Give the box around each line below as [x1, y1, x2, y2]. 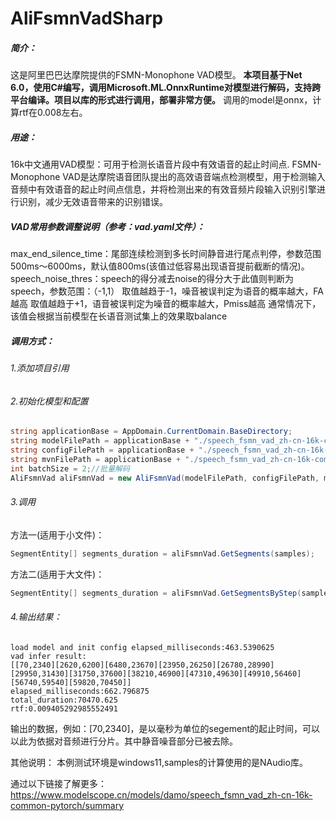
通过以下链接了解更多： [10, 777, 107, 789]
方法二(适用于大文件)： [10, 568, 105, 580]
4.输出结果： [10, 611, 63, 623]
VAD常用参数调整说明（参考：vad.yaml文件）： [10, 220, 205, 232]
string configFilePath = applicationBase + [10, 445, 195, 456]
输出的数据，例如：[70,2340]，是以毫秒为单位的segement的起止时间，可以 [10, 722, 321, 734]
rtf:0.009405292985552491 [10, 703, 118, 714]
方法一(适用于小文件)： [10, 528, 105, 541]
